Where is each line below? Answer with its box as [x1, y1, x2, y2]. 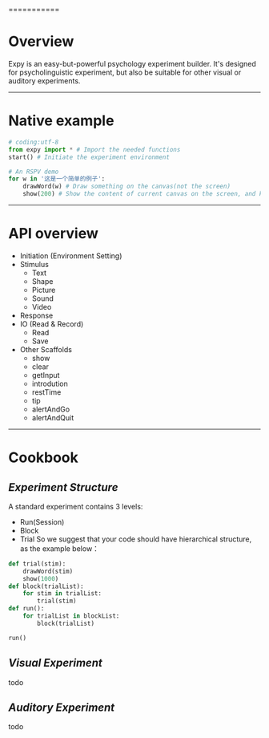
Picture [31, 285, 56, 294]
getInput [31, 370, 60, 379]
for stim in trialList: [22, 590, 102, 598]
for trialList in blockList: [22, 612, 120, 620]
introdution [31, 379, 68, 388]
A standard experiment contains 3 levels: [8, 501, 143, 511]
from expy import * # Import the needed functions [8, 145, 181, 153]
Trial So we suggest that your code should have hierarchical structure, [19, 534, 252, 544]
